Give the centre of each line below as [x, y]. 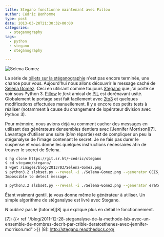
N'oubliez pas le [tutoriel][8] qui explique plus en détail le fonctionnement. [80, 209]
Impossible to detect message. [37, 177]
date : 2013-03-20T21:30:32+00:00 [39, 23]
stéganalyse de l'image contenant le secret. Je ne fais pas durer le [72, 139]
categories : [17, 28]
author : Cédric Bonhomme [30, 14]
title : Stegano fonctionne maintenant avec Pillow [58, 10]
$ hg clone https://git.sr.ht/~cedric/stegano [53, 158]
